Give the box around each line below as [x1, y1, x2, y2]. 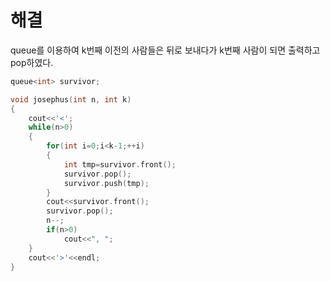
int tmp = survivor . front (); [63, 159, 177, 170]
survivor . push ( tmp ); [63, 178, 150, 188]
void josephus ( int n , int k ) [10, 94, 132, 105]
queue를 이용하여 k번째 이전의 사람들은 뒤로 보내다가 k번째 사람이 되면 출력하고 [10, 44, 321, 56]
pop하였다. [10, 56, 54, 68]
